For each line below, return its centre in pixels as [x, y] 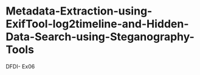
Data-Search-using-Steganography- [100, 37]
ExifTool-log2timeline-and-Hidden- [97, 24]
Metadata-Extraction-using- [79, 11]
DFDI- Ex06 [20, 66]
